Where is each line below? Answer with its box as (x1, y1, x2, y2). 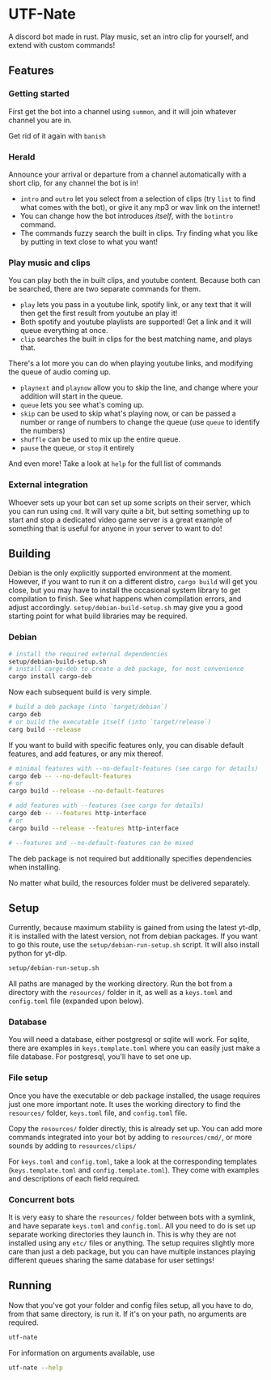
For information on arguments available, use (8, 1348, 155, 1357)
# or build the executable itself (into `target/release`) (8, 718, 212, 726)
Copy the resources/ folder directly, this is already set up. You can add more (8, 1123, 263, 1133)
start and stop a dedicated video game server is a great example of (8, 515, 233, 524)
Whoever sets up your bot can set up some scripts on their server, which (8, 498, 251, 507)
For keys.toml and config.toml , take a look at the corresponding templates (8, 1156, 257, 1166)
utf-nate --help (8, 1363, 63, 1372)
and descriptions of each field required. (8, 1173, 140, 1183)
